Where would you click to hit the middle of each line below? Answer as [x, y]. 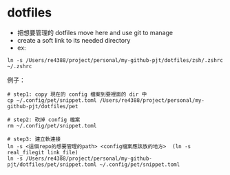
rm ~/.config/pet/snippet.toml [52, 125]
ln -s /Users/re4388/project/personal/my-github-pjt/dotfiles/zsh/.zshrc [115, 60]
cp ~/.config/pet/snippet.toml [52, 100]
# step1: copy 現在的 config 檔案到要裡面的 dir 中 [77, 94]
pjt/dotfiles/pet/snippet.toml [52, 164]
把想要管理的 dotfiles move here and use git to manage [95, 32]
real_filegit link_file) [43, 152]
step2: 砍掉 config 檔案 [47, 120]
